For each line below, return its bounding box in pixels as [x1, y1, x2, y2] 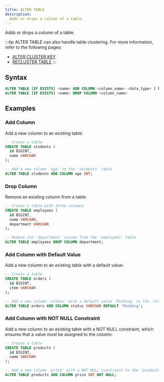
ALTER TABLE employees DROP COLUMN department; [5, 239, 104, 245]
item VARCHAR [9, 285, 36, 290]
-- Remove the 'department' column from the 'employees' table [5, 235, 137, 240]
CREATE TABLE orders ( [5, 276, 51, 282]
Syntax [5, 73, 27, 81]
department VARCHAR [9, 221, 49, 227]
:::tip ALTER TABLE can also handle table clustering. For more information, [5, 39, 154, 45]
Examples [5, 104, 36, 113]
